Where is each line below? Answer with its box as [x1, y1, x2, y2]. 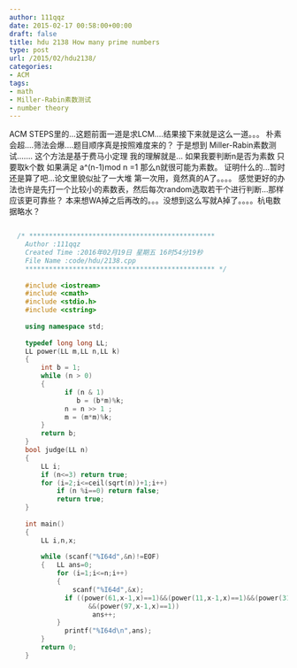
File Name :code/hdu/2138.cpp [25, 256, 137, 265]
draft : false [9, 29, 57, 38]
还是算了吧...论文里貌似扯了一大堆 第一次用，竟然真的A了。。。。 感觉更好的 [9, 173, 278, 184]
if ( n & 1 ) [65, 388, 104, 396]
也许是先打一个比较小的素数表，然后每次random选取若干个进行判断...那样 [16, 184, 285, 195]
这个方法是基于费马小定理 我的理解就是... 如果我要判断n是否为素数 [34, 151, 276, 162]
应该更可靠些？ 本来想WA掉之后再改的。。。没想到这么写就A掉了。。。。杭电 [9, 196, 274, 206]
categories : [9, 63, 53, 72]
